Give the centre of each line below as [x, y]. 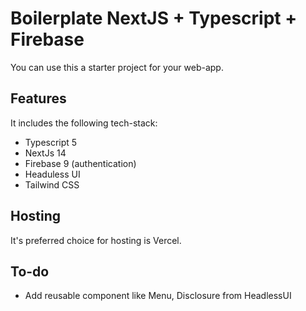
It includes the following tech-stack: [84, 123]
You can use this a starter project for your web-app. [117, 67]
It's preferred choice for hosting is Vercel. [96, 240]
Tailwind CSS [52, 184]
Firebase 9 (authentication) [80, 163]
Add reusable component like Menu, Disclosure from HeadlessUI [158, 296]
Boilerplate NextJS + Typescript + [154, 18]
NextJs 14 [45, 153]
